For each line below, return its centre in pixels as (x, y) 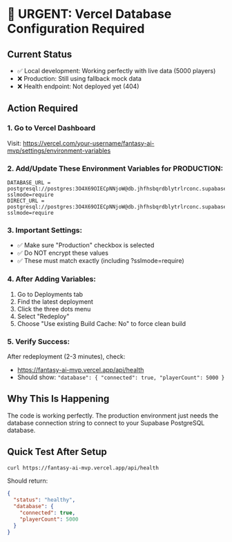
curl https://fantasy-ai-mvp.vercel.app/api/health (83, 468)
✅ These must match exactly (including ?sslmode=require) (100, 261)
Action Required (42, 109)
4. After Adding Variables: (52, 279)
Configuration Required (76, 29)
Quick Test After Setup (57, 452)
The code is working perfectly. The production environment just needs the (113, 415)
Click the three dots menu (54, 309)
